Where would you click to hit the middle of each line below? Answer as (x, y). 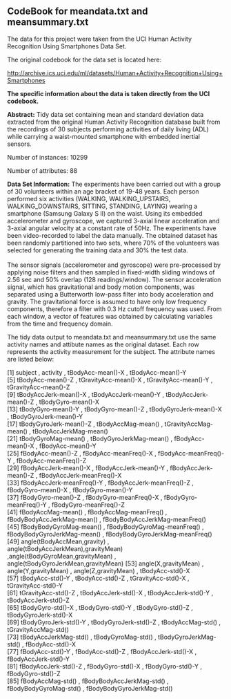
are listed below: (31, 359)
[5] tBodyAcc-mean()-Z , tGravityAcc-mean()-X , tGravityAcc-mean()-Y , (110, 380)
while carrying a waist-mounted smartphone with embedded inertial (103, 136)
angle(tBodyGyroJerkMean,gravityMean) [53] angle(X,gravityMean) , (106, 563)
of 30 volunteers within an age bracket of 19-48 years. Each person (103, 191)
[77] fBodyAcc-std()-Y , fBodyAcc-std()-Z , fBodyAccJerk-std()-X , (102, 651)
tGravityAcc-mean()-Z (39, 387)
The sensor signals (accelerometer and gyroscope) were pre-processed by (114, 265)
